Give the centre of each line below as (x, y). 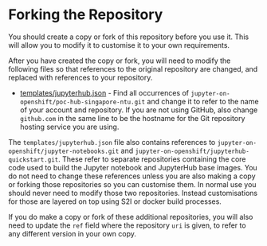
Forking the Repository (86, 15)
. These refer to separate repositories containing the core (152, 159)
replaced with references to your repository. (80, 77)
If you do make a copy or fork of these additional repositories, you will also (131, 217)
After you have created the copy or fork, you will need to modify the (120, 61)
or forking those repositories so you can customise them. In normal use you (132, 184)
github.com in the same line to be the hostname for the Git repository (132, 118)
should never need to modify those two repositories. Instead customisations (133, 193)
